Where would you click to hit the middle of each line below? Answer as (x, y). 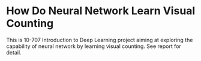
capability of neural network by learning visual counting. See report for (94, 46)
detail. (14, 52)
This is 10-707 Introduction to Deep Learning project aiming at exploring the (100, 40)
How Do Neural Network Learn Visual (101, 11)
